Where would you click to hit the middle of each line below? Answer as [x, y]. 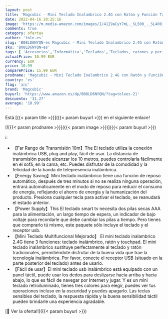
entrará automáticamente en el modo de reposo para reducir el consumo [87, 187]
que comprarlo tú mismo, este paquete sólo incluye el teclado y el [80, 225]
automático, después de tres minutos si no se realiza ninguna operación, [87, 181]
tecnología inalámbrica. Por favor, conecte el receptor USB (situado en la [87, 258]
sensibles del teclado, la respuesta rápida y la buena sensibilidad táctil [85, 296]
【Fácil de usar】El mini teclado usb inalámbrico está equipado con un [85, 269]
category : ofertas [24, 33]
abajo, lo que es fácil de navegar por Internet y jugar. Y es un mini [80, 280]
